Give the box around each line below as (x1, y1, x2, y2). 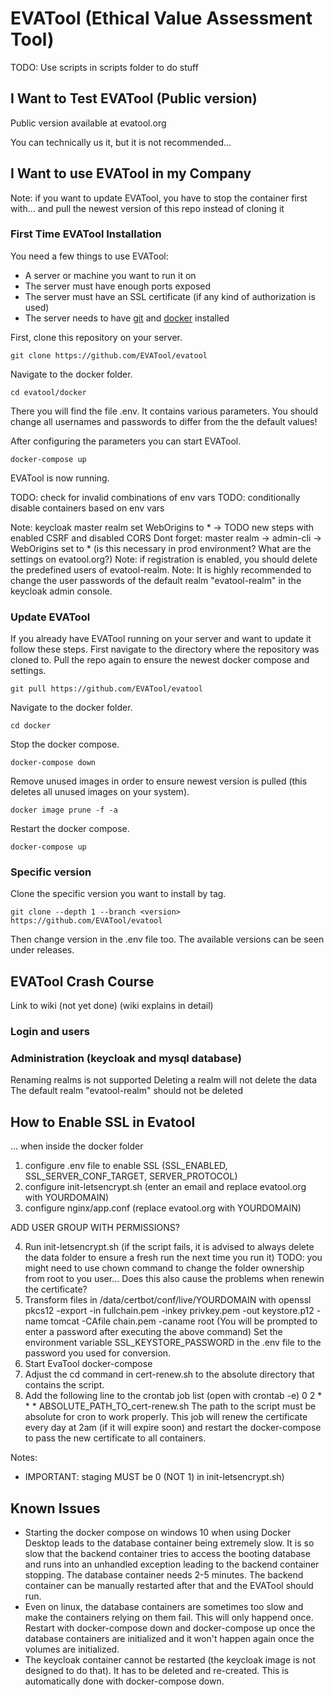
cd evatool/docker (10, 387, 87, 397)
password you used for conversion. (24, 1347, 172, 1359)
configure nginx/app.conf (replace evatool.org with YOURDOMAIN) (24, 1202, 302, 1214)
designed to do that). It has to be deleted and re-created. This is (24, 1665, 290, 1677)
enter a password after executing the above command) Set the (24, 1326, 283, 1338)
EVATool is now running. (10, 472, 110, 484)
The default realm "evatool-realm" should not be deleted (10, 1085, 243, 1097)
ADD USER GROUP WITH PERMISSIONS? (10, 1222, 180, 1234)
